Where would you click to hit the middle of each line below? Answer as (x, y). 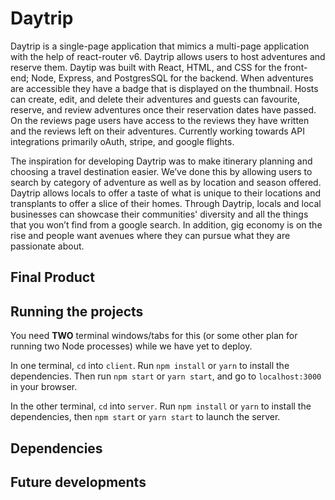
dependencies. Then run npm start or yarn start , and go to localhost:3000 (166, 376)
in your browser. (44, 387)
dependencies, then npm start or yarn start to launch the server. (145, 417)
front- (295, 67)
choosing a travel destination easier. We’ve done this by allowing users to (161, 171)
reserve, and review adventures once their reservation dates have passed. (163, 109)
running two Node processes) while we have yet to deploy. (131, 346)
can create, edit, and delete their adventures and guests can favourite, (155, 99)
